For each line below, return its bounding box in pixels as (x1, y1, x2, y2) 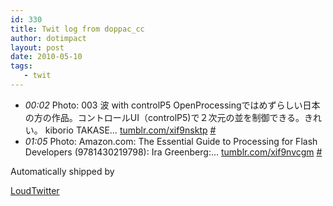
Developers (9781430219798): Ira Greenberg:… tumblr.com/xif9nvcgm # (24, 146, 323, 158)
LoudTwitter (10, 184, 60, 196)
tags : (10, 61, 33, 71)
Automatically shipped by (10, 165, 115, 177)
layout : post (10, 42, 65, 53)
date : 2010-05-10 (10, 52, 83, 62)
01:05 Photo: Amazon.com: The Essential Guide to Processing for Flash (24, 135, 318, 147)
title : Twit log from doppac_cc (10, 24, 145, 34)
